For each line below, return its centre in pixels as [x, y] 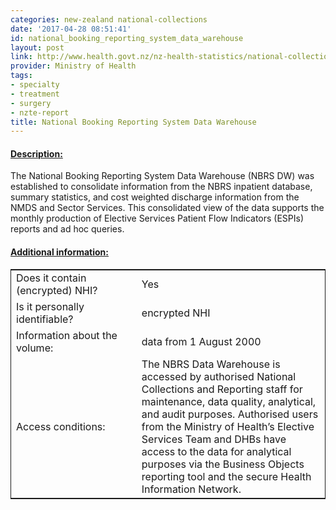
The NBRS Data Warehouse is [211, 364]
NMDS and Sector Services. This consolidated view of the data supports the [167, 208]
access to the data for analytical [216, 451]
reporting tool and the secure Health [226, 476]
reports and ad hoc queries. [67, 229]
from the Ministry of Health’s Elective [228, 426]
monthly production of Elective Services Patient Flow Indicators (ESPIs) [157, 218]
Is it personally [50, 306]
